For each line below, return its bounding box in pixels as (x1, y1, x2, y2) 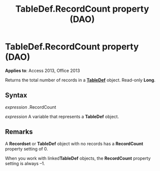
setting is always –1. (5, 160, 45, 166)
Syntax (5, 91, 27, 99)
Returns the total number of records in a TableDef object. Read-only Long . (5, 77, 156, 83)
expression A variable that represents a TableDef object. (5, 114, 119, 119)
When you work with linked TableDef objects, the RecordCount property (5, 155, 151, 161)
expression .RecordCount (5, 104, 56, 110)
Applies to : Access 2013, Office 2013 (5, 67, 80, 74)
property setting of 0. (5, 146, 48, 152)
